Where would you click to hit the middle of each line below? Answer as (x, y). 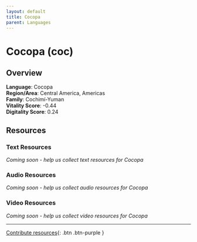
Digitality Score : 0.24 (32, 112)
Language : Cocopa (30, 87)
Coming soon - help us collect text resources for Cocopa (75, 160)
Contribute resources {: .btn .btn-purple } (55, 233)
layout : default (26, 11)
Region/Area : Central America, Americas (56, 93)
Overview (24, 73)
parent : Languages (28, 22)
